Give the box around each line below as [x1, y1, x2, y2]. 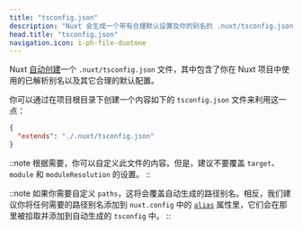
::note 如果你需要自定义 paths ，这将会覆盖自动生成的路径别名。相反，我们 [9, 188, 284, 199]
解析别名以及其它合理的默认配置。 [32, 75, 159, 86]
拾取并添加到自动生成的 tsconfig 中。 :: [24, 210, 172, 221]
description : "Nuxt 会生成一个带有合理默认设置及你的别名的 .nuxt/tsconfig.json [9, 22, 294, 31]
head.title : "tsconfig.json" [9, 30, 119, 39]
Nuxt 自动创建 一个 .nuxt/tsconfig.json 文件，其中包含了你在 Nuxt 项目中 [9, 64, 282, 75]
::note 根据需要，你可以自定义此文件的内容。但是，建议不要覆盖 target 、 [9, 157, 280, 168]
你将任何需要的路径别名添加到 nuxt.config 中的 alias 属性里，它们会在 [16, 199, 280, 209]
